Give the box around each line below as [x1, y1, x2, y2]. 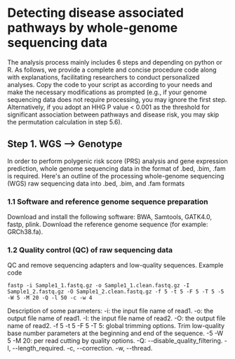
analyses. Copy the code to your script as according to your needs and [7, 80, 213, 89]
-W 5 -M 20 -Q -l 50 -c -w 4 [7, 294, 93, 301]
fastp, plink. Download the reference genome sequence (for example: [7, 220, 208, 229]
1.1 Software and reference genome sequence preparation [7, 197, 208, 207]
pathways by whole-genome [7, 20, 178, 36]
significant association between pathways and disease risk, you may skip [7, 110, 220, 119]
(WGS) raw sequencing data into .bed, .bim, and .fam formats [7, 179, 185, 188]
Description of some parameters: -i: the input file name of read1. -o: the [7, 307, 214, 315]
